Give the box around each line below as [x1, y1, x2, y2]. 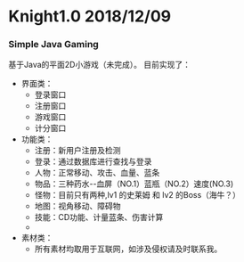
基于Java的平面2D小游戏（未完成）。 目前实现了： [8, 60, 191, 70]
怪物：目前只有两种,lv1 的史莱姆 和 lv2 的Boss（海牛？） [34, 190, 241, 201]
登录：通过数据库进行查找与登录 [34, 156, 152, 167]
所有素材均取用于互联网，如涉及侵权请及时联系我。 [34, 243, 223, 255]
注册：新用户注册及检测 [34, 145, 121, 156]
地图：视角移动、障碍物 [34, 201, 121, 211]
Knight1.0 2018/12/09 [8, 6, 171, 27]
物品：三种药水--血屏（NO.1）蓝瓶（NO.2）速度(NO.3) [34, 178, 233, 189]
